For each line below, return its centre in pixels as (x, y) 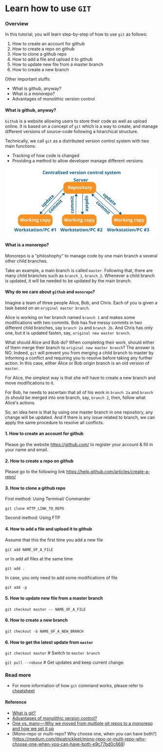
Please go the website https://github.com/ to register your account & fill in (79, 444)
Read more (18, 675)
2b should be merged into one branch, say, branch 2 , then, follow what (75, 397)
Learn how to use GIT (48, 9)
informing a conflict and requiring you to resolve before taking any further (79, 358)
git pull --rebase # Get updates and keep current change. (65, 663)
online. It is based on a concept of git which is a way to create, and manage (81, 126)
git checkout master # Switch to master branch (53, 653)
